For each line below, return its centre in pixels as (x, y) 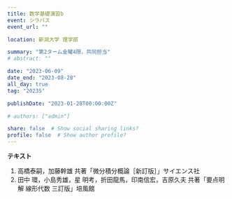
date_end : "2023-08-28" (42, 78)
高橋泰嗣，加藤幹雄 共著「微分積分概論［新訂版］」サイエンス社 (109, 171)
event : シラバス (29, 20)
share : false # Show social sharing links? (73, 129)
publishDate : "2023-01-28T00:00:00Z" (62, 103)
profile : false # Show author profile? (67, 135)
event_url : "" (28, 27)
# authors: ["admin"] (39, 116)
